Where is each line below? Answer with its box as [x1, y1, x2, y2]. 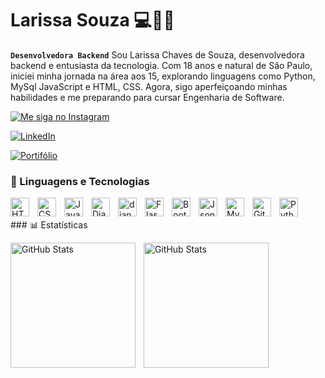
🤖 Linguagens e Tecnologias [10, 174, 150, 188]
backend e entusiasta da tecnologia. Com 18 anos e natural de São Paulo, [10, 59, 313, 71]
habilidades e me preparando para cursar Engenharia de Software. [10, 91, 285, 103]
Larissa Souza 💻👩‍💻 [10, 9, 175, 32]
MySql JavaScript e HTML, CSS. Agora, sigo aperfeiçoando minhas [10, 80, 288, 92]
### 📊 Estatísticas [10, 219, 88, 231]
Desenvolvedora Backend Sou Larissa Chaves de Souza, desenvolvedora [10, 48, 305, 61]
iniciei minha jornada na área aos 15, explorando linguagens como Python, [10, 70, 316, 82]
